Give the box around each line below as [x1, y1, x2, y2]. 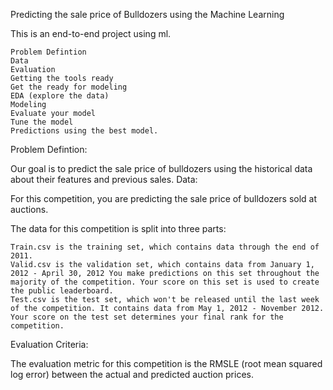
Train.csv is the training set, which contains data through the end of [10, 242, 320, 252]
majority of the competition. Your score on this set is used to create [10, 277, 320, 287]
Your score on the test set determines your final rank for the [10, 312, 284, 322]
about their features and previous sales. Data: [10, 174, 198, 185]
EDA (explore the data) [10, 91, 110, 101]
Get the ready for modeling [10, 82, 128, 92]
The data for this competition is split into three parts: [10, 223, 227, 234]
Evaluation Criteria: [10, 339, 89, 350]
